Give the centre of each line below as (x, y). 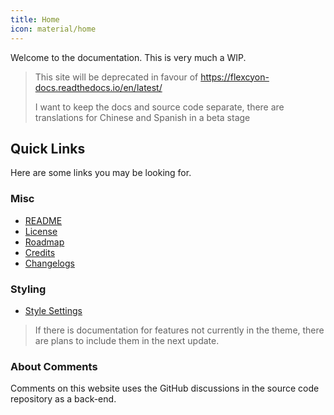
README (43, 220)
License (41, 231)
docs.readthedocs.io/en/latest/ (98, 87)
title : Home (35, 19)
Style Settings (53, 310)
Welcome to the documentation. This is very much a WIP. (128, 57)
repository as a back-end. (63, 399)
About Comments (54, 366)
